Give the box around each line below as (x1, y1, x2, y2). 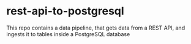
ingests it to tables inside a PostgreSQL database (6, 30, 130, 37)
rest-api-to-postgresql (6, 4, 124, 18)
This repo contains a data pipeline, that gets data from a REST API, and (6, 24, 185, 31)
